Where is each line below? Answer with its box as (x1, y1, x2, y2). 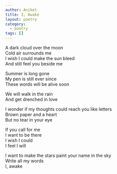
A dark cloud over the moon (5, 45, 64, 50)
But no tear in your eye (5, 117, 53, 123)
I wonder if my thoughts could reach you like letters (5, 106, 112, 112)
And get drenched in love (5, 96, 58, 102)
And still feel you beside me (5, 61, 63, 67)
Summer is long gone (5, 71, 49, 76)
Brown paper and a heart (5, 111, 57, 118)
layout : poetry (5, 17, 37, 22)
